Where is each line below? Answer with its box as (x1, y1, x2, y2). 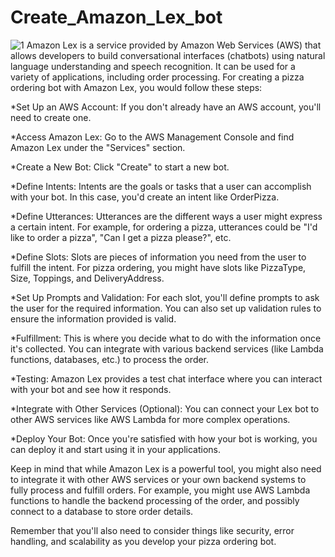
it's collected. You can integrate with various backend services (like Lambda (10, 342, 324, 355)
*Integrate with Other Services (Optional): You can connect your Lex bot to (10, 402, 320, 415)
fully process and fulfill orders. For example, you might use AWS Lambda (10, 484, 311, 496)
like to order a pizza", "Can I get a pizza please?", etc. (10, 231, 232, 243)
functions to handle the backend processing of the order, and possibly (10, 494, 300, 506)
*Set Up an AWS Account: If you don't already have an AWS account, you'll (10, 101, 322, 113)
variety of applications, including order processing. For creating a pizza (10, 71, 305, 83)
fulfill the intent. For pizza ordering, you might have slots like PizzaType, (10, 261, 307, 273)
